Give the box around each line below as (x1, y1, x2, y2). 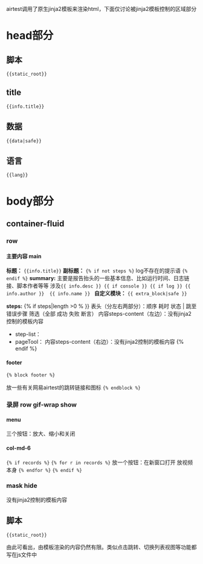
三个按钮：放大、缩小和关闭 (6, 430, 76, 438)
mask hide (6, 482, 37, 490)
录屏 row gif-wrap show (6, 401, 77, 409)
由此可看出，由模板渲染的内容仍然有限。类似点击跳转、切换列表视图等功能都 (6, 543, 197, 551)
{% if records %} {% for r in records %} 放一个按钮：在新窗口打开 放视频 (6, 459, 193, 466)
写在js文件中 (6, 551, 37, 558)
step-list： (14, 330, 41, 338)
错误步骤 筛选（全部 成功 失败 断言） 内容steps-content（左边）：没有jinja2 (6, 310, 192, 318)
